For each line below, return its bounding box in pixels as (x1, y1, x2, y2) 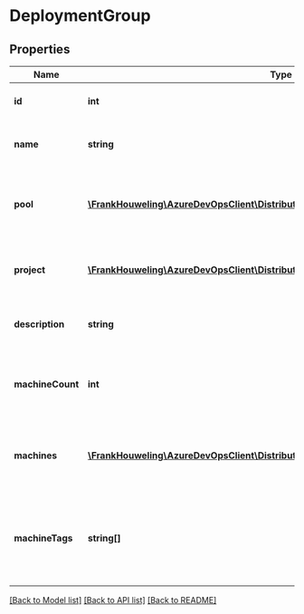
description (14, 318, 65, 331)
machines (14, 449, 58, 462)
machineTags (14, 532, 73, 544)
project (14, 264, 46, 276)
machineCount (14, 378, 80, 390)
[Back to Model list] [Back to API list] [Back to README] (9, 595, 217, 605)
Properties (9, 42, 71, 57)
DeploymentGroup (9, 5, 151, 26)
